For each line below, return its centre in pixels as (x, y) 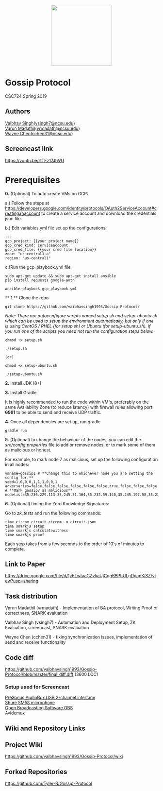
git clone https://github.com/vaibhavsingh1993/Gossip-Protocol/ (72, 307)
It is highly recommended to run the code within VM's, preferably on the (77, 402)
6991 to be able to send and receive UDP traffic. (53, 412)
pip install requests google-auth (40, 280)
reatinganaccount (23, 213)
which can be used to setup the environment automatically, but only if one (79, 321)
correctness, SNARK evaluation (36, 613)
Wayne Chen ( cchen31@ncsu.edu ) (39, 133)
